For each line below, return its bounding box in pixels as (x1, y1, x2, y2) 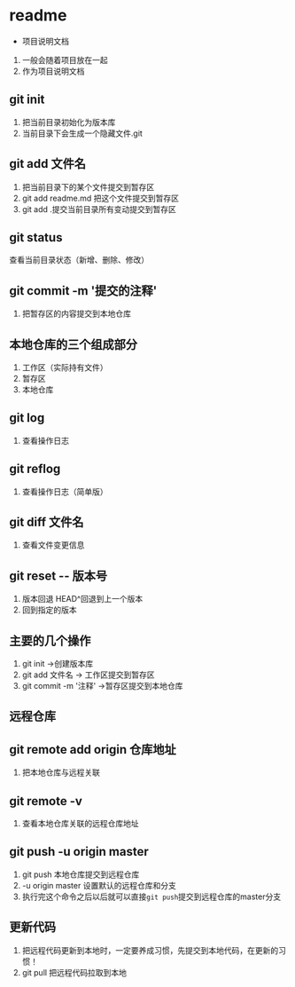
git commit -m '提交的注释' (9, 283, 158, 298)
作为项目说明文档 (21, 66, 85, 76)
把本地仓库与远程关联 (21, 767, 100, 778)
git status (9, 230, 63, 245)
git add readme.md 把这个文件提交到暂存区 (21, 193, 180, 203)
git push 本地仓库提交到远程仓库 (21, 869, 140, 880)
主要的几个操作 (9, 633, 91, 648)
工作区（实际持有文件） (21, 362, 108, 373)
